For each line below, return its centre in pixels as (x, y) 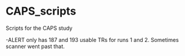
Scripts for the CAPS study (39, 28)
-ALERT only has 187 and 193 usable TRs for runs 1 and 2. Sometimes (92, 40)
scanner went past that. (35, 46)
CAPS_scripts (41, 11)
